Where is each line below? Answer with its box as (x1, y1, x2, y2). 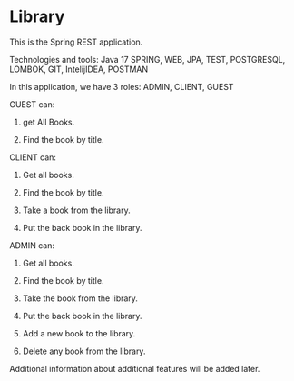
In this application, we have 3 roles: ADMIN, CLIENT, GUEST (9, 81, 234, 92)
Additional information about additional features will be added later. (9, 363, 260, 374)
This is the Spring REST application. (9, 36, 143, 47)
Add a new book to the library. (22, 327, 136, 338)
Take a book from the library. (22, 205, 131, 216)
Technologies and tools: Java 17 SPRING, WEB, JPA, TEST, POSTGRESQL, (9, 54, 286, 65)
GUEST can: (9, 98, 55, 110)
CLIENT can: (9, 152, 57, 163)
